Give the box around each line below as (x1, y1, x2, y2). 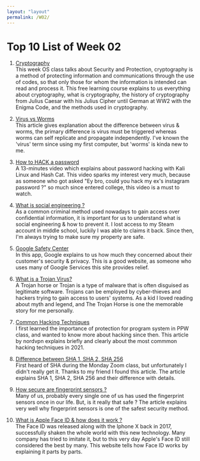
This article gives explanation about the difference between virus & (15, 122, 180, 129)
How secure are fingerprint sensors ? (15, 386, 107, 393)
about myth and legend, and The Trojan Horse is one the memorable (15, 301, 183, 308)
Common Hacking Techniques (15, 319, 90, 326)
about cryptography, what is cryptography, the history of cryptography (15, 91, 189, 98)
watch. (15, 190, 32, 197)
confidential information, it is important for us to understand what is (15, 214, 181, 222)
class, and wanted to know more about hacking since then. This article (15, 331, 189, 338)
